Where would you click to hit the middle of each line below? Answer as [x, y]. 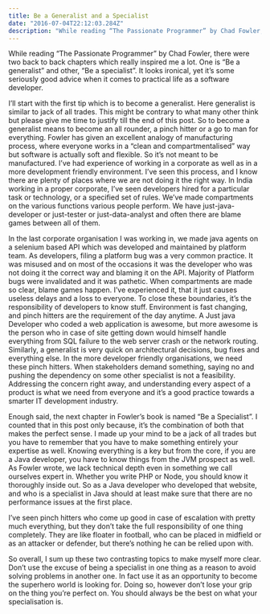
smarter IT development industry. [63, 401]
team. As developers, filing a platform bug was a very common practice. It [131, 256]
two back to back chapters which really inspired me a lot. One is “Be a [124, 62]
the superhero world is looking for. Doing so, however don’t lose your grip [130, 585]
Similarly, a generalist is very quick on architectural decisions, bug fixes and [134, 350]
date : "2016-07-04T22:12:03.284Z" [66, 23]
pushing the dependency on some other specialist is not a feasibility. [122, 376]
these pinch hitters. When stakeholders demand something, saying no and [131, 367]
